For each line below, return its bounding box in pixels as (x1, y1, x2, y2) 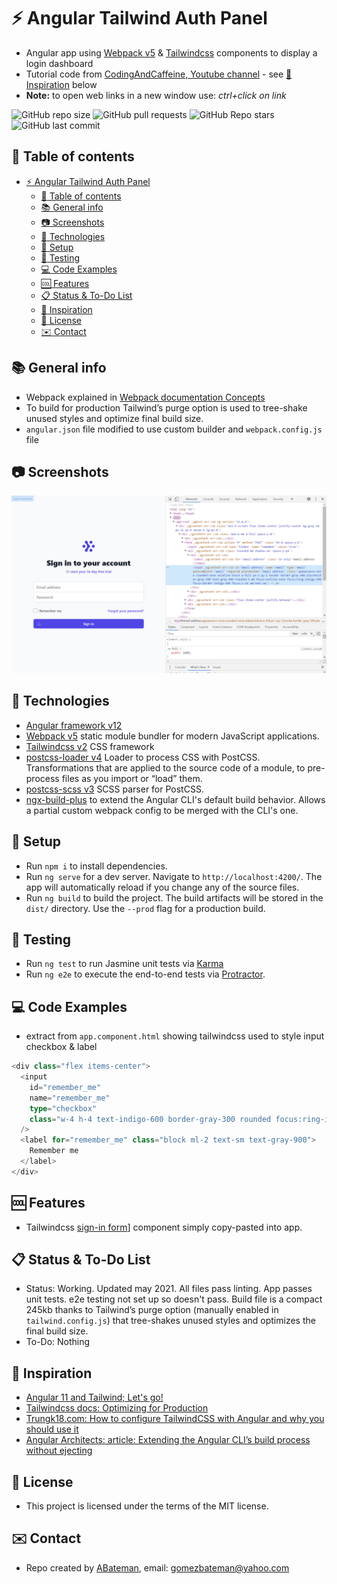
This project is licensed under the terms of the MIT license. (25, 1500, 269, 1512)
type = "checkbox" (29, 1103, 98, 1114)
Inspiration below (25, 78, 98, 90)
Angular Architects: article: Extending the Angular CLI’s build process (25, 1434, 311, 1446)
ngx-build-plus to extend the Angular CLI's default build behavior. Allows (25, 793, 326, 805)
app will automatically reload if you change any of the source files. (25, 881, 300, 893)
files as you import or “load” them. (61, 772, 203, 784)
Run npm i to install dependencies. (25, 860, 168, 872)
